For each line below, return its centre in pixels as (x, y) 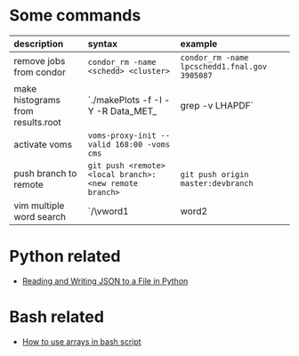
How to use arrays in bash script (81, 341)
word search (40, 216)
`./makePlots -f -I (125, 100)
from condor (40, 72)
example (199, 44)
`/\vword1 (108, 211)
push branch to (45, 173)
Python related (65, 257)
